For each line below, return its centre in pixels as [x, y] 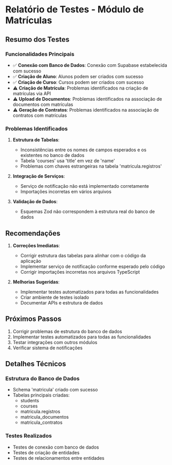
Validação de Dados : [35, 202]
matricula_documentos [45, 417]
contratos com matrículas [40, 115]
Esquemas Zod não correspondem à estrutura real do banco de [88, 211]
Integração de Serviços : [39, 176]
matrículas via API [32, 93]
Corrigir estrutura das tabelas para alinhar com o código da [83, 255]
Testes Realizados [29, 436]
